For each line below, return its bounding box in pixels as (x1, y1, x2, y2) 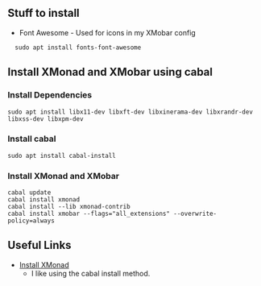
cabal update (7, 189, 52, 197)
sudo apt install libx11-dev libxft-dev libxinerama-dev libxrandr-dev (7, 108, 253, 116)
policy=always (7, 217, 56, 225)
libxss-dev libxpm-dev (7, 114, 84, 123)
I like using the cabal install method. (31, 268, 151, 278)
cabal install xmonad (7, 196, 81, 204)
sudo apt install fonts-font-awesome (14, 44, 142, 52)
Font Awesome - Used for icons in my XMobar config (19, 27, 197, 37)
